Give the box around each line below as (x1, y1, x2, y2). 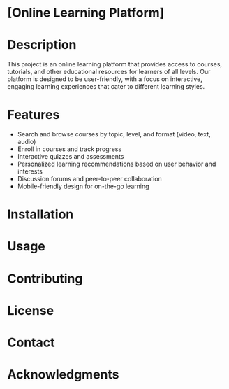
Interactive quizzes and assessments (17, 153, 124, 161)
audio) (17, 138, 36, 146)
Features (7, 107, 60, 123)
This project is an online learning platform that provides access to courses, (7, 60, 222, 69)
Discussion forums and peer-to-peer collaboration (17, 175, 162, 183)
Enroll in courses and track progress (17, 145, 122, 153)
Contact (7, 334, 55, 351)
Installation (7, 206, 74, 222)
